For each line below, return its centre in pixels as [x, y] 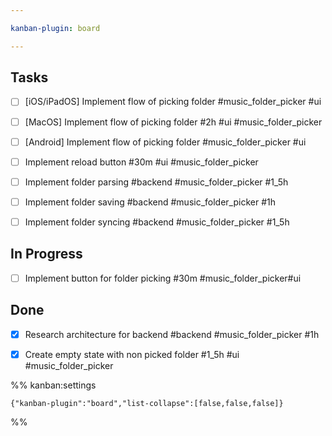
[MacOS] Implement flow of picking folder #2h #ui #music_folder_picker [173, 122]
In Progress [46, 254]
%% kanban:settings [53, 385]
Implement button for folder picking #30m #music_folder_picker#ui [163, 278]
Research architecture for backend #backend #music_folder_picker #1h [172, 334]
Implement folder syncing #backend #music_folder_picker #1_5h [157, 222]
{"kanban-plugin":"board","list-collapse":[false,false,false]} [147, 403]
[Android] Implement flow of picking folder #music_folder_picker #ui [165, 142]
